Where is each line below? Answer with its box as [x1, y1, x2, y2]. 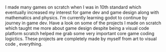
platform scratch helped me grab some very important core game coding [5, 31, 155, 36]
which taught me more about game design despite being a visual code [5, 25, 150, 31]
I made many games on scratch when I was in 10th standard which [5, 4, 142, 10]
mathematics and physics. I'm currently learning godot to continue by [5, 15, 148, 20]
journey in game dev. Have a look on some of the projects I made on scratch [5, 20, 162, 26]
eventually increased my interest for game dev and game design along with [5, 9, 159, 15]
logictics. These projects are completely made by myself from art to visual [5, 36, 157, 42]
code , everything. [5, 41, 43, 47]
